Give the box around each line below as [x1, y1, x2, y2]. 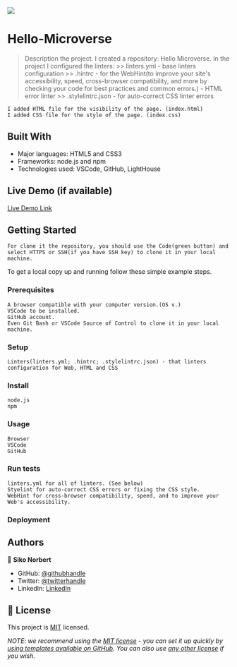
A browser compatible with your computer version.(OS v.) [7, 301, 181, 308]
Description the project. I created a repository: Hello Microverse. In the [24, 54, 230, 63]
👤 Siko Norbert [7, 555, 51, 564]
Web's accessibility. [7, 498, 71, 505]
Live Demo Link [7, 203, 53, 212]
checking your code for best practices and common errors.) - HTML [24, 84, 224, 92]
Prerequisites [7, 285, 54, 295]
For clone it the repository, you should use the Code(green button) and [7, 243, 229, 250]
